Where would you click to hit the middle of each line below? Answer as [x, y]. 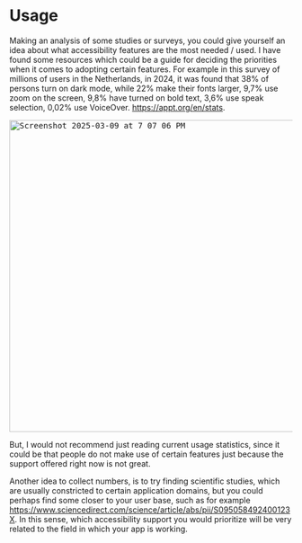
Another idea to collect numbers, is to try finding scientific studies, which [145, 481]
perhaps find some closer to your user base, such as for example [130, 500]
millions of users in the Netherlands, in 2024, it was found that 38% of [139, 78]
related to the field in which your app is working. [99, 529]
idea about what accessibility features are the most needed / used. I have [145, 49]
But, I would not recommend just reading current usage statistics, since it [145, 444]
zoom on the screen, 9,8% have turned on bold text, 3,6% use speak [137, 98]
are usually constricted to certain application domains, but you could [136, 490]
